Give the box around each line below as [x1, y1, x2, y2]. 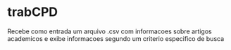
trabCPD [7, 4, 58, 20]
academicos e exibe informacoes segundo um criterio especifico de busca [7, 34, 225, 42]
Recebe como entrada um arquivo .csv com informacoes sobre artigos [7, 27, 213, 35]
